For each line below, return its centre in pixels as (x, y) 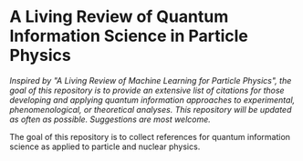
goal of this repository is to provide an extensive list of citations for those (147, 90)
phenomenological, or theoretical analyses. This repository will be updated (151, 109)
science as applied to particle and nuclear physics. (105, 146)
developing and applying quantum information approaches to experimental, (152, 100)
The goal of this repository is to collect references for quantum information (150, 136)
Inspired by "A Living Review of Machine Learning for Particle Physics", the (151, 80)
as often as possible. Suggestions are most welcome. (110, 119)
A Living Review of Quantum (119, 17)
